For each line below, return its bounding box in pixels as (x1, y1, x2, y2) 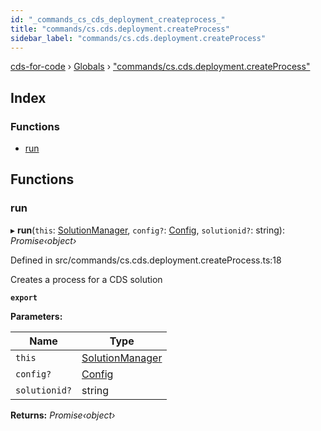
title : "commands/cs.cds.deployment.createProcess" (10, 24, 230, 34)
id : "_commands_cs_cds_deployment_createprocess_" (10, 14, 226, 25)
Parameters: (10, 310, 63, 322)
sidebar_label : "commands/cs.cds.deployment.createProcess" (10, 33, 267, 43)
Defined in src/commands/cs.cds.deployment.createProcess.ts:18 (10, 254, 282, 266)
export (10, 292, 38, 303)
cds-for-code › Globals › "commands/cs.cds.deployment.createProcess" (10, 61, 311, 73)
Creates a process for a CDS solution (10, 273, 163, 285)
